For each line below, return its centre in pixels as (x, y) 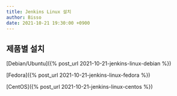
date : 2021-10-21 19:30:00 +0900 (48, 23)
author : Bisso (24, 17)
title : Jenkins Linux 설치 (39, 12)
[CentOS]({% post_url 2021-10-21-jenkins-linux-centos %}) (80, 87)
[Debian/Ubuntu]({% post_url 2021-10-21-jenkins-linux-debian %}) (89, 64)
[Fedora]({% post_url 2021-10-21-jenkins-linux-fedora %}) (78, 75)
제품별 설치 (26, 49)
